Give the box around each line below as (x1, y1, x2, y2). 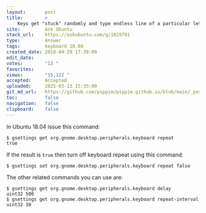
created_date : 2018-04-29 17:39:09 (6, 49, 97, 55)
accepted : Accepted (6, 77, 67, 83)
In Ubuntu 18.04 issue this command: (6, 123, 100, 130)
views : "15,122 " (6, 72, 70, 78)
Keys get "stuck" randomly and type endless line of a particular (17, 20, 191, 26)
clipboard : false (6, 106, 59, 112)
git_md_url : (6, 89, 37, 95)
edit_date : (6, 55, 34, 61)
